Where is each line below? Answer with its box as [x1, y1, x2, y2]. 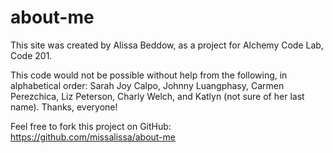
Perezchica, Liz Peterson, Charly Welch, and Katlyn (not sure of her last [10, 90, 305, 102]
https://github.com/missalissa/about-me [10, 131, 176, 143]
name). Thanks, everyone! [10, 101, 118, 113]
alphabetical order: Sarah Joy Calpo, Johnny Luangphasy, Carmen [10, 79, 285, 91]
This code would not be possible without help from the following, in [10, 69, 288, 81]
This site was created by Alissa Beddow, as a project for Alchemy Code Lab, [10, 39, 324, 51]
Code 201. [10, 49, 53, 61]
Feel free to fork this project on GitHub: [10, 120, 172, 132]
